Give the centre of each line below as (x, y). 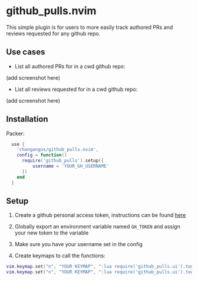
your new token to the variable (52, 233)
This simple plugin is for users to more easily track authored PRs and (90, 27)
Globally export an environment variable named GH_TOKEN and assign (98, 227)
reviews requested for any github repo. (53, 33)
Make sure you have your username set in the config (79, 244)
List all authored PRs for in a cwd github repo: (70, 66)
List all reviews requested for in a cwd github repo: (76, 89)
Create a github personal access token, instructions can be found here (100, 215)
